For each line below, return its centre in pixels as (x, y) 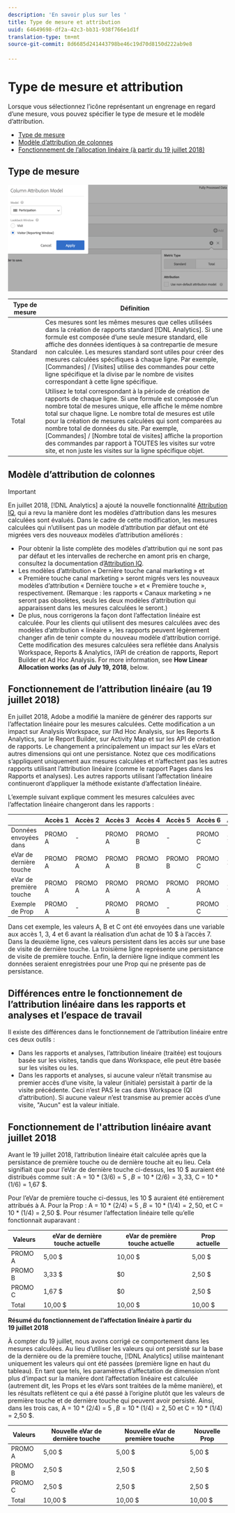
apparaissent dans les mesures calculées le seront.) (93, 607)
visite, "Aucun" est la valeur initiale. (69, 1105)
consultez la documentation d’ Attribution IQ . (81, 563)
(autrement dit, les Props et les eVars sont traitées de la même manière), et (115, 1386)
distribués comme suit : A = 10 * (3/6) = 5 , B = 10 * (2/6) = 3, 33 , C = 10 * (113, 1177)
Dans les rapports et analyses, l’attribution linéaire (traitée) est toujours (120, 1053)
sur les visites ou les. (48, 1068)
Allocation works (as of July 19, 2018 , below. (83, 667)
